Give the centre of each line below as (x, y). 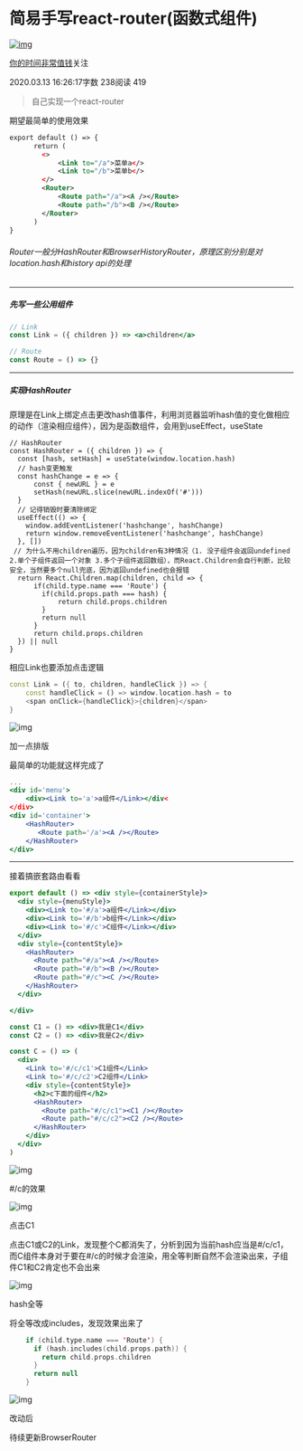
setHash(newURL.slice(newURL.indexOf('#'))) (118, 493)
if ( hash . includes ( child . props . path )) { (110, 1349)
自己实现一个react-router (78, 101)
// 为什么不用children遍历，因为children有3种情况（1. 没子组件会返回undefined (151, 551)
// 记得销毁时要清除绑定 (57, 510)
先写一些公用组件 (41, 305)
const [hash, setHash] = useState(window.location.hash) (127, 459)
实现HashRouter (41, 390)
